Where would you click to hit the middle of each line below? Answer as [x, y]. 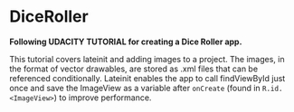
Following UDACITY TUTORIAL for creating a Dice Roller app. [126, 42]
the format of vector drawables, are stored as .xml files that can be [134, 69]
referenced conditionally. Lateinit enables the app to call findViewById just [147, 78]
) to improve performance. [103, 98]
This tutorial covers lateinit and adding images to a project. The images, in [147, 59]
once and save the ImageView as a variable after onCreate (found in [135, 88]
